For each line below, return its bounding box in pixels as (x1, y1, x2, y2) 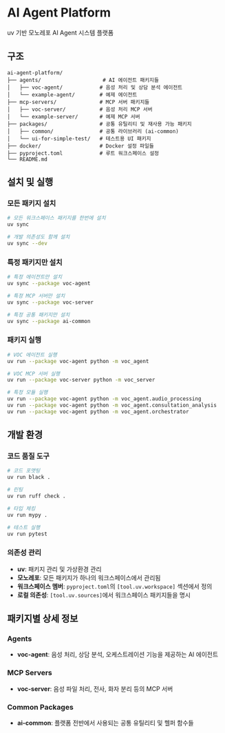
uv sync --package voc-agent (7, 280, 91, 287)
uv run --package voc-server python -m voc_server (7, 377, 156, 384)
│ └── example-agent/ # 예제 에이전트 (7, 91, 138, 98)
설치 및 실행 (7, 176, 54, 188)
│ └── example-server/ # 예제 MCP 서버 (7, 113, 140, 120)
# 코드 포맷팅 (7, 467, 41, 475)
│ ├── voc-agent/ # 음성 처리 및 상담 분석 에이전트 (7, 84, 183, 91)
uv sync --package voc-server (7, 298, 94, 306)
